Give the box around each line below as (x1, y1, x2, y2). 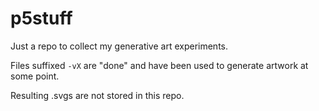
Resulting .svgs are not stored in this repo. (10, 89, 185, 101)
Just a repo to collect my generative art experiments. (10, 40, 229, 52)
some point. (10, 70, 60, 82)
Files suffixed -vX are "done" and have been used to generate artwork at (10, 59, 309, 71)
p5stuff (10, 7, 73, 30)
